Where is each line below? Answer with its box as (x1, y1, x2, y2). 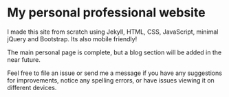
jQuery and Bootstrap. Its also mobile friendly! (7, 34, 138, 43)
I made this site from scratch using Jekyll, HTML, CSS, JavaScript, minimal (7, 28, 219, 36)
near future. (7, 55, 41, 63)
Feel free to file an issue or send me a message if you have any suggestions (7, 69, 222, 77)
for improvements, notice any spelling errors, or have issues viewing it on (7, 76, 215, 84)
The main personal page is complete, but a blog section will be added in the (7, 48, 222, 56)
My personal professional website (7, 5, 206, 21)
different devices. (7, 83, 57, 91)
